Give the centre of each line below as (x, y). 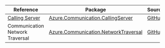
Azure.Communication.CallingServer (91, 18)
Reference (26, 10)
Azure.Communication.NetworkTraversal (96, 32)
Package (96, 10)
